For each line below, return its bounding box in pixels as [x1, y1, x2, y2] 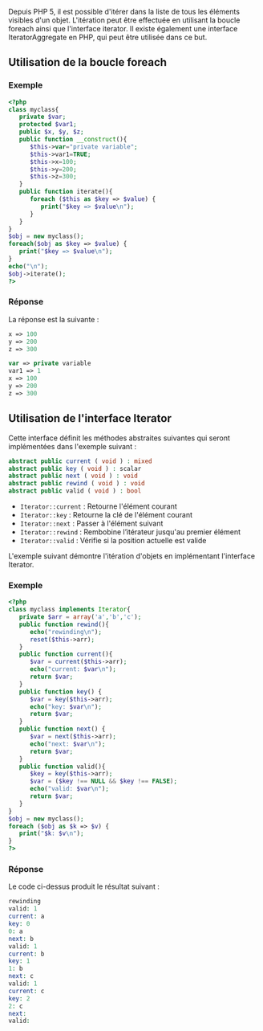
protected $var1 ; [18, 121, 78, 129]
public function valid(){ [18, 763, 106, 771]
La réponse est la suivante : [8, 314, 99, 324]
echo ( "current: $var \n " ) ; [29, 665, 116, 673]
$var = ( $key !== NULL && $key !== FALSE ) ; [29, 777, 178, 786]
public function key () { [18, 687, 103, 696]
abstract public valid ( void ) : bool [8, 487, 142, 495]
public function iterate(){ [18, 188, 113, 196]
